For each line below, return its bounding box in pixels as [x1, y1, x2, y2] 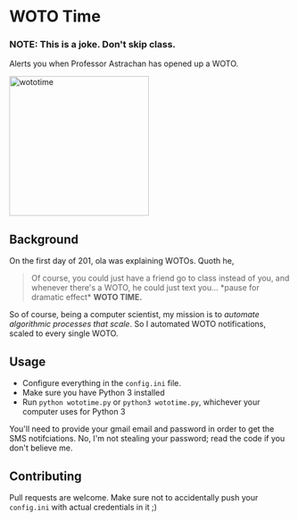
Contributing [9, 468, 82, 483]
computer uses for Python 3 [21, 407, 126, 417]
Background [9, 231, 79, 247]
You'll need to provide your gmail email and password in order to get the [9, 424, 275, 434]
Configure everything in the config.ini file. [21, 378, 181, 389]
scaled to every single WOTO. [9, 328, 119, 339]
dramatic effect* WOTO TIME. [30, 292, 143, 303]
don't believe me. [9, 442, 73, 453]
